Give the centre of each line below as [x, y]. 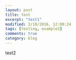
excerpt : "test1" [24, 19]
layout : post [19, 10]
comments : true [21, 34]
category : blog [21, 39]
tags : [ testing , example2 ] [34, 29]
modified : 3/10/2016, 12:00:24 [38, 24]
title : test [18, 15]
